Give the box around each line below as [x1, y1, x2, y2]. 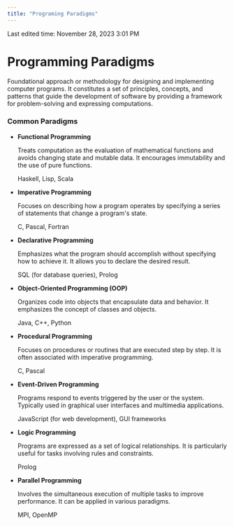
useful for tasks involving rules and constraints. [17, 448, 154, 458]
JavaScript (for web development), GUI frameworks [17, 414, 166, 423]
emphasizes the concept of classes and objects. [17, 305, 157, 313]
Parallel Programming [17, 476, 82, 484]
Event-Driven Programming [17, 380, 99, 388]
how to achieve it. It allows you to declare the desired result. [17, 256, 191, 265]
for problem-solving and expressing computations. [7, 99, 154, 108]
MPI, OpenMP [17, 511, 58, 519]
